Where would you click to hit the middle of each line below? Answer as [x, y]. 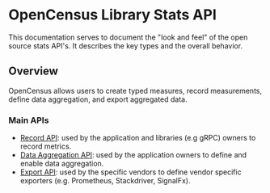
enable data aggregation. [62, 164]
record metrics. [46, 146]
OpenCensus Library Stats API [112, 15]
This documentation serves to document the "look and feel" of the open [128, 37]
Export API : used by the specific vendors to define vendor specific [131, 172]
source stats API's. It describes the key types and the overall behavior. [126, 45]
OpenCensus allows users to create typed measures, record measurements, [135, 90]
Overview [34, 71]
